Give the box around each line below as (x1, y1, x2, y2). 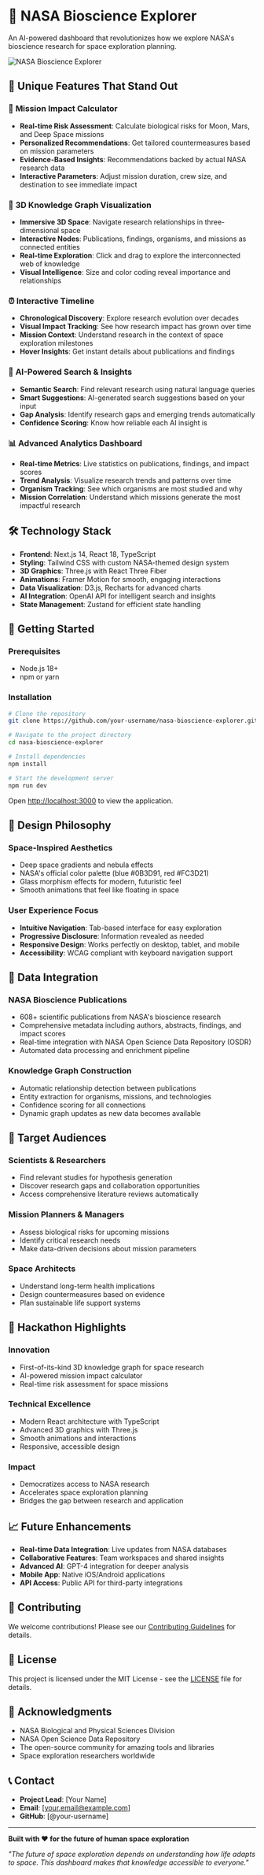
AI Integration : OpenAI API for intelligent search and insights (19, 591, 216, 601)
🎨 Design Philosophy (8, 819, 112, 832)
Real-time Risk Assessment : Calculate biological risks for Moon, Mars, (19, 121, 250, 131)
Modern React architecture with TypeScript (19, 1417, 159, 1426)
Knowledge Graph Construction (8, 1065, 132, 1076)
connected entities (19, 242, 80, 251)
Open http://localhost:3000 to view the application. (8, 795, 174, 806)
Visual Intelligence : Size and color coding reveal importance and (19, 267, 231, 276)
